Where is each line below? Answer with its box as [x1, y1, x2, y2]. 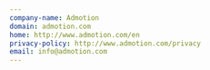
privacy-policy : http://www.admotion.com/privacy [9, 38, 202, 48]
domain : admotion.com [9, 22, 92, 31]
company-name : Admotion [9, 13, 100, 23]
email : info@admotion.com [9, 47, 107, 56]
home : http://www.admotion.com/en [9, 30, 141, 39]
